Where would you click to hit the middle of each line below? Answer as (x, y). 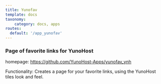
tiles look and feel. (24, 77)
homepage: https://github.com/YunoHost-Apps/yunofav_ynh (68, 62)
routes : (13, 29)
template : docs (21, 15)
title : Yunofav (21, 10)
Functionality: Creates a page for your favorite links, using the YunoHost (81, 71)
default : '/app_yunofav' (36, 33)
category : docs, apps (37, 24)
